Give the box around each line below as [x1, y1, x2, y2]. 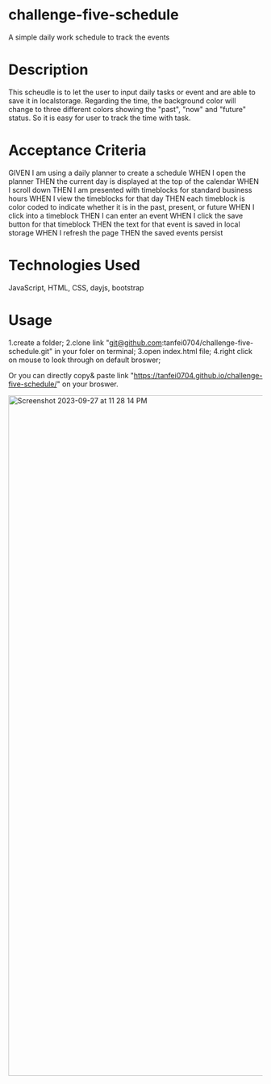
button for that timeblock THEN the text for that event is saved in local [8, 219, 240, 229]
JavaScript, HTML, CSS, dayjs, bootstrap [8, 282, 144, 292]
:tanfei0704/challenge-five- [161, 337, 254, 348]
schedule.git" [8, 346, 53, 356]
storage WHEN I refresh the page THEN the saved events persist [8, 227, 223, 237]
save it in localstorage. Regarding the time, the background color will [8, 95, 236, 106]
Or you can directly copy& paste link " [8, 370, 135, 380]
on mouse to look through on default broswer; [8, 355, 161, 365]
